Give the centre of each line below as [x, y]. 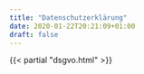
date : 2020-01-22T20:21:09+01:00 [72, 26]
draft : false [34, 34]
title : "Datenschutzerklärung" [68, 18]
